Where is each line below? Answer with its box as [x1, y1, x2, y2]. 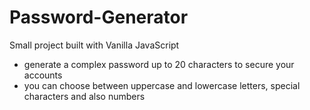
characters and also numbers [23, 90, 146, 102]
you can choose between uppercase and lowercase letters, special [23, 79, 301, 91]
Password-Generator [9, 6, 189, 29]
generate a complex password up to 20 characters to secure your [23, 58, 295, 70]
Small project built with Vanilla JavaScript [9, 39, 180, 51]
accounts [23, 69, 63, 81]
